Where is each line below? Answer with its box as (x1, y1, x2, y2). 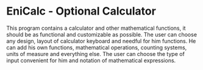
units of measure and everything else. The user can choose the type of (6, 50, 185, 57)
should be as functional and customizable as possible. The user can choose (6, 30, 197, 38)
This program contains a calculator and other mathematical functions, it (6, 24, 186, 32)
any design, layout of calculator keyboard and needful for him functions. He (6, 37, 196, 44)
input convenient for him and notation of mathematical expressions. (6, 57, 176, 64)
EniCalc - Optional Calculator (6, 4, 157, 18)
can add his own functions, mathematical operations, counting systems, (6, 44, 187, 51)
